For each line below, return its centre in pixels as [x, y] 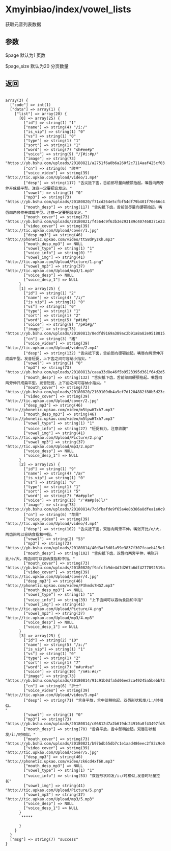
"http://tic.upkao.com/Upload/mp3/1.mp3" [50, 271]
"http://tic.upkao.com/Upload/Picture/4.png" [54, 609]
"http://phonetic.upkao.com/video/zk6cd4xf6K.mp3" [60, 761]
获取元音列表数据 [23, 24]
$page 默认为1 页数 [25, 55]
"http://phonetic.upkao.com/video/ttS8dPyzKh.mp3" [60, 239]
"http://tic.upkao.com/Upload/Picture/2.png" [54, 438]
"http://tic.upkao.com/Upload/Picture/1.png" [54, 262]
